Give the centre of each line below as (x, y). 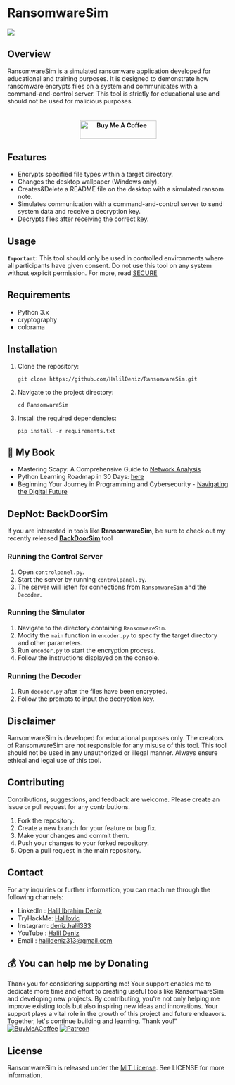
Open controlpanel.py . (51, 572)
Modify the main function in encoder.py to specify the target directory (118, 635)
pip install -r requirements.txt (66, 431)
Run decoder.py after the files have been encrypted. (92, 692)
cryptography (37, 319)
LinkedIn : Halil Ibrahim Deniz (59, 910)
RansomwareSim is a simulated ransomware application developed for (109, 71)
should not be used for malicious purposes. (70, 101)
